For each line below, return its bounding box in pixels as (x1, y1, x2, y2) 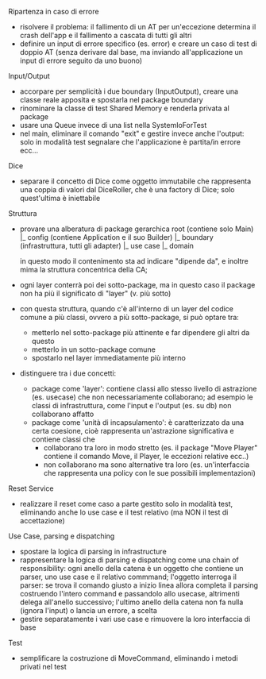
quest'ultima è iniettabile (19, 194, 101, 203)
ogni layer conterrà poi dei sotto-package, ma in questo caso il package (19, 280, 256, 289)
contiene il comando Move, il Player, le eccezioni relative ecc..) (43, 452, 249, 461)
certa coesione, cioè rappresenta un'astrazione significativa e (31, 426, 234, 435)
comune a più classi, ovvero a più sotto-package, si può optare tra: (19, 313, 240, 322)
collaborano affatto (31, 409, 94, 419)
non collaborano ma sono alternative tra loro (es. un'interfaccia (43, 460, 250, 469)
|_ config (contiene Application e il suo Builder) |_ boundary (19, 233, 214, 241)
